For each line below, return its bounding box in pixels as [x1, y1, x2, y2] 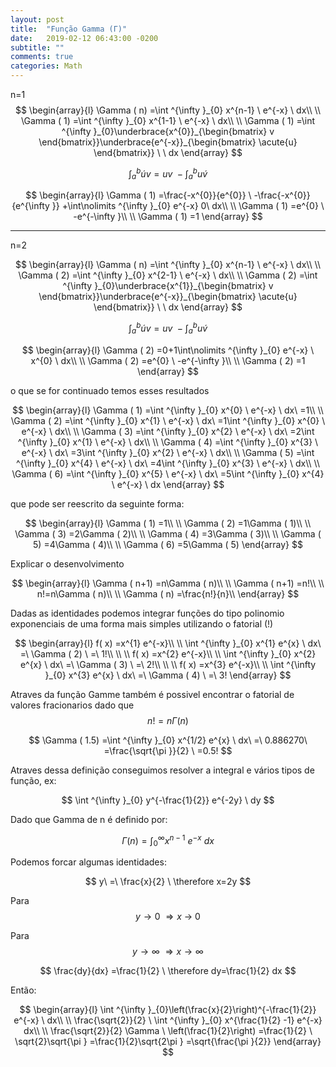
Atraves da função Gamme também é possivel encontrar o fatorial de [10, 688, 295, 700]
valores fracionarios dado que [10, 699, 135, 711]
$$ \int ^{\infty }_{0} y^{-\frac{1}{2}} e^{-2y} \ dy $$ [61, 794, 275, 806]
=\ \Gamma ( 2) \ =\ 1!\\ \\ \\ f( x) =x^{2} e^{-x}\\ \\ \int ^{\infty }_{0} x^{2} [19, 647, 317, 660]
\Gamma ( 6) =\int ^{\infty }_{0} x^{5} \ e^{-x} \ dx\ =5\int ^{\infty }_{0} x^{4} [11, 467, 325, 480]
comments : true [10, 52, 74, 62]
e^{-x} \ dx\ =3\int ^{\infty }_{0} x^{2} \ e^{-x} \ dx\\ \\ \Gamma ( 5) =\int [21, 446, 315, 458]
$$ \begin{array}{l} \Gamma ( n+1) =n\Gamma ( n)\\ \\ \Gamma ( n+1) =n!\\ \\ [11, 577, 325, 589]
